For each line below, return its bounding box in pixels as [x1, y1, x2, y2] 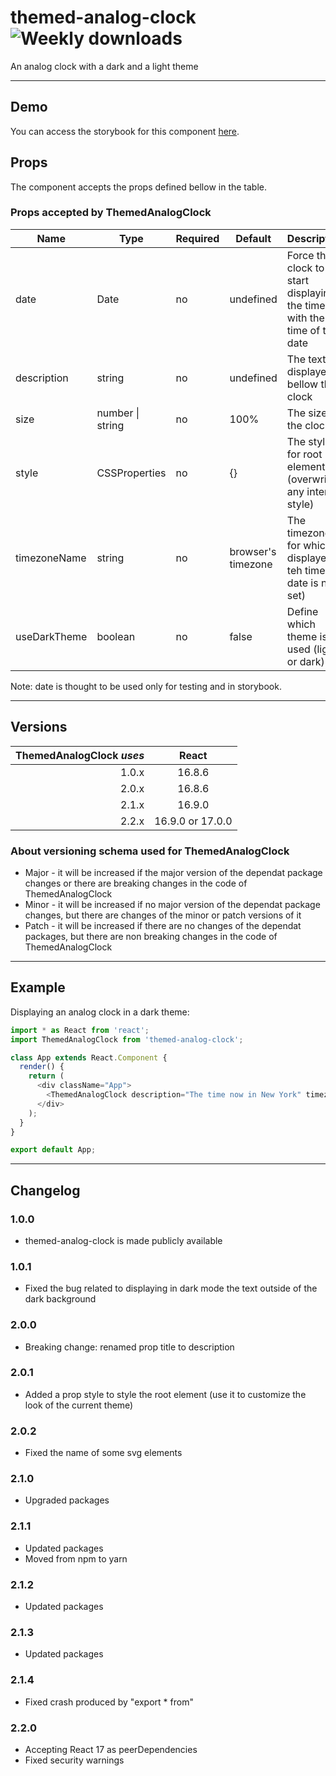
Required [175, 231, 220, 245]
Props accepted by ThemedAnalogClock [10, 206, 212, 220]
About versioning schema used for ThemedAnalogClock [10, 844, 290, 858]
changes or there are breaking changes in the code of [24, 877, 248, 889]
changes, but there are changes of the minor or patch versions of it [24, 909, 302, 921]
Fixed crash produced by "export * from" [24, 1696, 194, 1708]
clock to [286, 261, 325, 275]
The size [286, 406, 328, 420]
